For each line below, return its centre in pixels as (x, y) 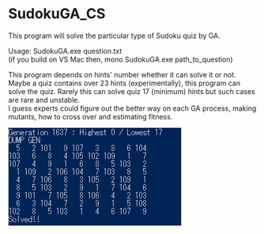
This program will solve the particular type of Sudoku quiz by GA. (115, 36)
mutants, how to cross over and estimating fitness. (91, 116)
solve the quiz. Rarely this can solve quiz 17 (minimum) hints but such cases (132, 91)
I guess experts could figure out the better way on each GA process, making (132, 108)
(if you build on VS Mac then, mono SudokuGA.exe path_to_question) (121, 59)
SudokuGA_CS (57, 14)
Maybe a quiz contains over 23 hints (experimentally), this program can (124, 83)
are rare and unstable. (44, 100)
